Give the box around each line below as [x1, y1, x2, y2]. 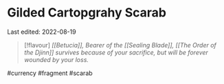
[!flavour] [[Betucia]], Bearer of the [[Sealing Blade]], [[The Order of [23, 41, 216, 49]
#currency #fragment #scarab [7, 69, 93, 77]
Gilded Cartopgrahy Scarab [7, 5, 167, 21]
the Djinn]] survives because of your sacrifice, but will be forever [23, 48, 208, 56]
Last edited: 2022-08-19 [7, 28, 77, 36]
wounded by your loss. [23, 55, 89, 63]
